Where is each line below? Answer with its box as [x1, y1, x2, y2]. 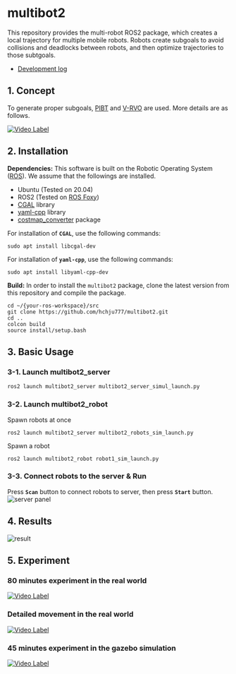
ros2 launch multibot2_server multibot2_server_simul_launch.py [7, 383, 200, 390]
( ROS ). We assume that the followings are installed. [7, 171, 156, 180]
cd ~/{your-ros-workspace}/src [7, 302, 99, 309]
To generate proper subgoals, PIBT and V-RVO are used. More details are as [7, 104, 228, 112]
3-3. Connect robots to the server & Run [7, 471, 147, 481]
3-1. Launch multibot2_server [7, 367, 111, 377]
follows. [7, 111, 30, 119]
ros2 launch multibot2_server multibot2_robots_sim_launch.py [7, 429, 194, 436]
